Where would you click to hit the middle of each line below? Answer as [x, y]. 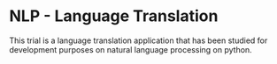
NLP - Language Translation [114, 16]
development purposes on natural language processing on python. [131, 49]
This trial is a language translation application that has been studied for [138, 40]
